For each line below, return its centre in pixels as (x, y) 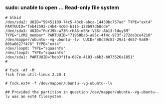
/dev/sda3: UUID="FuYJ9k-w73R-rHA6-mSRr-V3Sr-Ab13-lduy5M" (68, 31)
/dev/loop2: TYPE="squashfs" (35, 53)
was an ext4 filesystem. (38, 96)
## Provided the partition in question (47, 92)
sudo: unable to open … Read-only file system (62, 7)
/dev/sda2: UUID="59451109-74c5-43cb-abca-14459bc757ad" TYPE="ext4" (79, 22)
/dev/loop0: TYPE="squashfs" (35, 48)
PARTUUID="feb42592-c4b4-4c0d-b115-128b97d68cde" (58, 26)
